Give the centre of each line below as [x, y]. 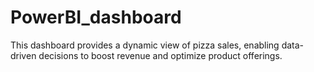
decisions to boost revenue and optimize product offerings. [160, 55]
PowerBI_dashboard [96, 17]
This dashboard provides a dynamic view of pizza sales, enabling [145, 45]
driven [23, 55]
